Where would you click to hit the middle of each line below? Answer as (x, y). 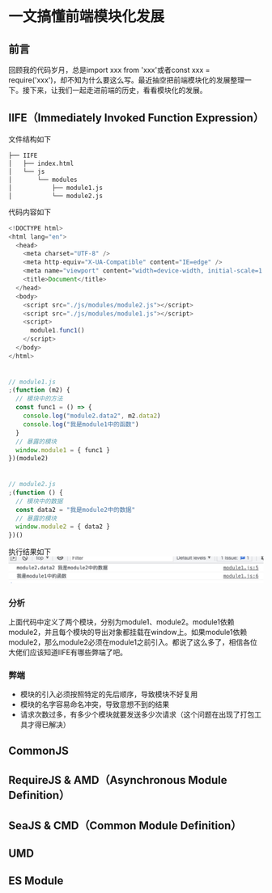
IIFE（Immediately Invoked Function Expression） (136, 118)
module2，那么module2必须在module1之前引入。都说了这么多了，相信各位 (133, 642)
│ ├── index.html (41, 163)
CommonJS (38, 750)
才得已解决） (49, 725)
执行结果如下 (30, 552)
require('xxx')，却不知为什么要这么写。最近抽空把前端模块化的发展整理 (127, 80)
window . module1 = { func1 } (63, 450)
